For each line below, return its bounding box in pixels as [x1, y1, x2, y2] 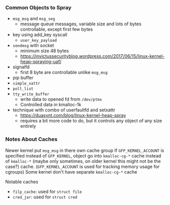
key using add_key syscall [12, 32, 67, 38]
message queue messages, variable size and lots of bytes [20, 21, 142, 27]
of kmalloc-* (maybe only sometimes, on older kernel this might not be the [5, 158, 161, 164]
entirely [20, 123, 37, 129]
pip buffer [12, 75, 33, 81]
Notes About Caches [5, 136, 58, 143]
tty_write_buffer [12, 92, 50, 97]
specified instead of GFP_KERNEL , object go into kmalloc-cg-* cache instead [5, 152, 161, 158]
